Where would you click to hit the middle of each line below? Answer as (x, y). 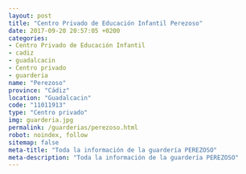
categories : (28, 38)
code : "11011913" (37, 105)
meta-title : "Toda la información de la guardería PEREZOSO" (113, 150)
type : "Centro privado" (48, 113)
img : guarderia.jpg (41, 120)
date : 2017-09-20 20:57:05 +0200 (64, 30)
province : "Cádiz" (39, 90)
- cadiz (21, 53)
